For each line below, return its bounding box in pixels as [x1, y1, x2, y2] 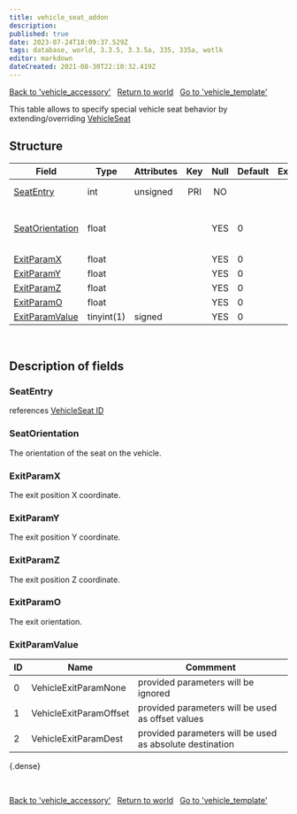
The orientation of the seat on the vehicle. [9, 448, 162, 458]
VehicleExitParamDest [31, 733, 124, 745]
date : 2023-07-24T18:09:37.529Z [9, 37, 128, 47]
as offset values [138, 713, 204, 726]
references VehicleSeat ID [9, 405, 104, 416]
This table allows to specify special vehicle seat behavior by [9, 104, 228, 114]
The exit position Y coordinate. [9, 532, 121, 542]
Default [237, 165, 270, 177]
